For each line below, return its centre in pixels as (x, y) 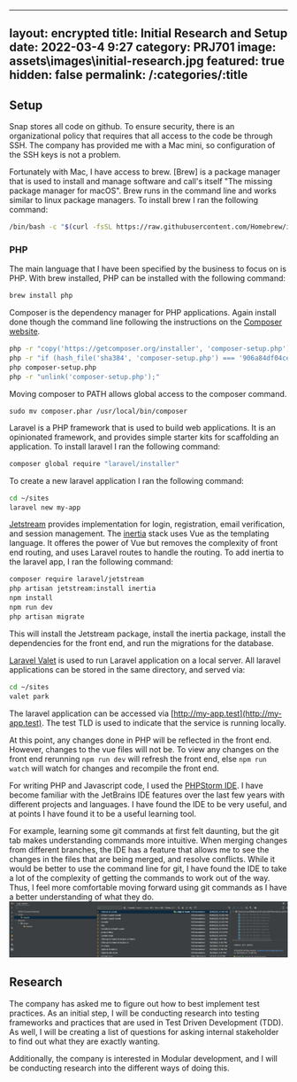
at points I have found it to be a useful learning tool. (103, 813)
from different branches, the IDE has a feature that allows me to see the (139, 849)
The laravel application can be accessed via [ (91, 713)
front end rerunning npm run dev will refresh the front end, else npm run (138, 759)
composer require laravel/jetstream (76, 580)
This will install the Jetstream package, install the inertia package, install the (148, 634)
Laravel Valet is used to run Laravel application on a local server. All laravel (145, 660)
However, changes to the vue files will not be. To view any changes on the (144, 749)
